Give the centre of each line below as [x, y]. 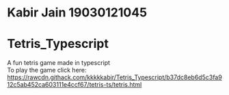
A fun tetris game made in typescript [59, 63]
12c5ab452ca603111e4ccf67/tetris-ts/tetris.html [75, 85]
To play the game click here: [47, 70]
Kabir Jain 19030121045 [77, 13]
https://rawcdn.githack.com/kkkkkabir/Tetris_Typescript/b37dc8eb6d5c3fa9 [114, 77]
